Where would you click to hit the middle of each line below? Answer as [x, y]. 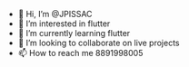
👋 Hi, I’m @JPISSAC [55, 14]
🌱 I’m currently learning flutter [74, 33]
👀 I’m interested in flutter [64, 24]
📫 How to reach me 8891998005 [80, 53]
